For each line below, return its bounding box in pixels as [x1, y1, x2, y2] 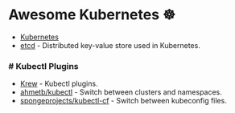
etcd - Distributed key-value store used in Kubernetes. [19, 40, 201, 50]
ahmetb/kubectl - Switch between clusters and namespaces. [19, 87, 223, 97]
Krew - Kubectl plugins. [19, 79, 98, 89]
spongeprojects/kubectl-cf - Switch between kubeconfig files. [19, 96, 227, 106]
